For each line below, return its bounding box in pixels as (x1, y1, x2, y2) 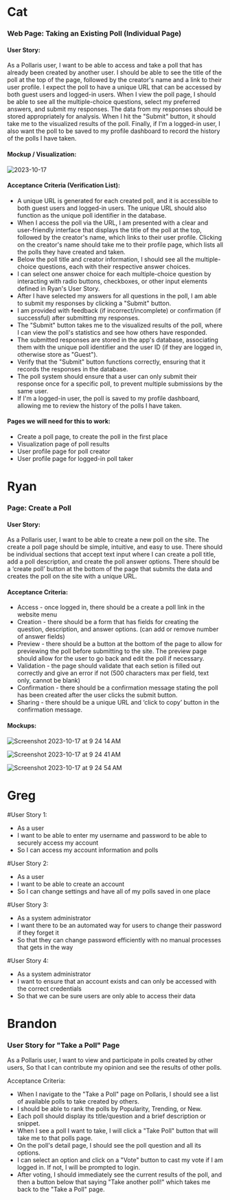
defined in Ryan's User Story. (16, 284, 100, 293)
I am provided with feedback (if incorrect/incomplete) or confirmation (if (16, 306, 221, 314)
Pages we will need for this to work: (7, 417, 111, 426)
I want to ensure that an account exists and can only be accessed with (16, 977, 216, 985)
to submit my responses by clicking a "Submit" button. (16, 299, 172, 307)
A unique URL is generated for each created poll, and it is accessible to (16, 196, 218, 205)
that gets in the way (16, 943, 73, 951)
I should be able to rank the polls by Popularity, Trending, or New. (16, 1105, 203, 1113)
